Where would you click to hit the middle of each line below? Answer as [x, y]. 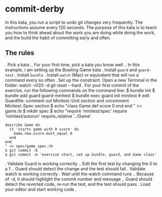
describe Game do [22, 125]
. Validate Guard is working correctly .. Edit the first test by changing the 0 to [81, 164]
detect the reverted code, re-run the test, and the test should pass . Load [78, 184]
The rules [20, 53]
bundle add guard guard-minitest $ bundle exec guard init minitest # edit [77, 95]
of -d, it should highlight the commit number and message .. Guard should [79, 179]
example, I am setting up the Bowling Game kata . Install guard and [71, 70]
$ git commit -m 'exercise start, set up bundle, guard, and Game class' [81, 154]
